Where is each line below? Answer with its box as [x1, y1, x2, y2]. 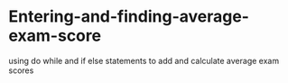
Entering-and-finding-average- [8, 6, 250, 27]
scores [8, 65, 34, 76]
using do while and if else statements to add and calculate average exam [8, 55, 280, 66]
